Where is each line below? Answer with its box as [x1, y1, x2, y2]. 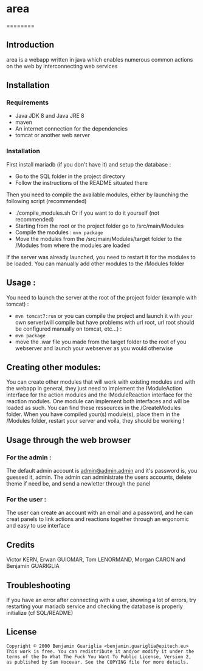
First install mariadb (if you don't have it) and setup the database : [6, 160, 171, 168]
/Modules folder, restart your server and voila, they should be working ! [6, 417, 184, 425]
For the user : [6, 495, 47, 503]
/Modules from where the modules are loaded [15, 242, 130, 249]
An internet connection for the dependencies [15, 125, 128, 132]
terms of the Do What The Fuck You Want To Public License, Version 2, [6, 653, 191, 660]
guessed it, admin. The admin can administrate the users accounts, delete [6, 473, 191, 481]
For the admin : [6, 453, 52, 462]
